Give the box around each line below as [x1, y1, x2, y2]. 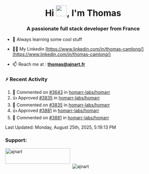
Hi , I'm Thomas [45, 7, 121, 19]
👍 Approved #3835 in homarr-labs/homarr [12, 94, 100, 100]
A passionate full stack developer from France [26, 25, 140, 32]
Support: [5, 137, 27, 144]
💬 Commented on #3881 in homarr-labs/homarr [12, 114, 109, 120]
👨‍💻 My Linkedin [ [12, 46, 48, 52]
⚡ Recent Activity [5, 76, 48, 83]
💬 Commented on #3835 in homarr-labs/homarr [12, 102, 110, 108]
